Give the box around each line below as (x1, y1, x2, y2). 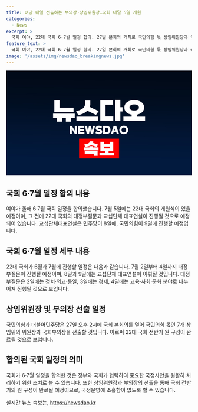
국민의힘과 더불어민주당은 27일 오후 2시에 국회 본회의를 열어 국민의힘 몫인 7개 (6, 321, 185, 328)
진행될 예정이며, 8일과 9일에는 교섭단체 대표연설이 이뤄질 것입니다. (26, 270, 180, 277)
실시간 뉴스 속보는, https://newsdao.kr (6, 399, 96, 406)
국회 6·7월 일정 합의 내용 (6, 188, 90, 198)
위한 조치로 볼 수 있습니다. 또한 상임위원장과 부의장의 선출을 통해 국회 (21, 379, 181, 386)
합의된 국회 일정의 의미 (6, 355, 84, 365)
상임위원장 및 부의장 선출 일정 (6, 304, 107, 314)
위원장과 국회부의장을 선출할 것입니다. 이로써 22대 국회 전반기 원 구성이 (21, 328, 186, 335)
